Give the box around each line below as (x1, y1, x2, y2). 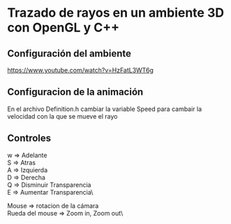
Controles (7, 133, 52, 144)
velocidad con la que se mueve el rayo (7, 112, 118, 120)
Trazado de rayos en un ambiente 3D (7, 5, 225, 21)
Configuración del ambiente (7, 47, 131, 59)
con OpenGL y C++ (7, 20, 120, 36)
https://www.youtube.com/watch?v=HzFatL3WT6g (7, 66, 154, 74)
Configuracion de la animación (7, 86, 144, 98)
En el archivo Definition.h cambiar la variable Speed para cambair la (7, 105, 202, 113)
